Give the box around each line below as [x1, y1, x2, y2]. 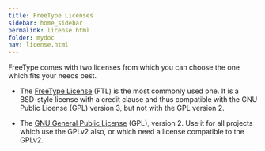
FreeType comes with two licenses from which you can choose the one [8, 62, 240, 72]
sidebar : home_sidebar [8, 19, 83, 27]
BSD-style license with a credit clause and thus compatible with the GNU [19, 95, 258, 104]
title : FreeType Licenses [8, 11, 93, 20]
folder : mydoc [8, 33, 55, 42]
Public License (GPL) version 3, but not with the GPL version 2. [19, 104, 225, 113]
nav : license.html [8, 41, 69, 49]
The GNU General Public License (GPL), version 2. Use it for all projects [19, 119, 253, 128]
